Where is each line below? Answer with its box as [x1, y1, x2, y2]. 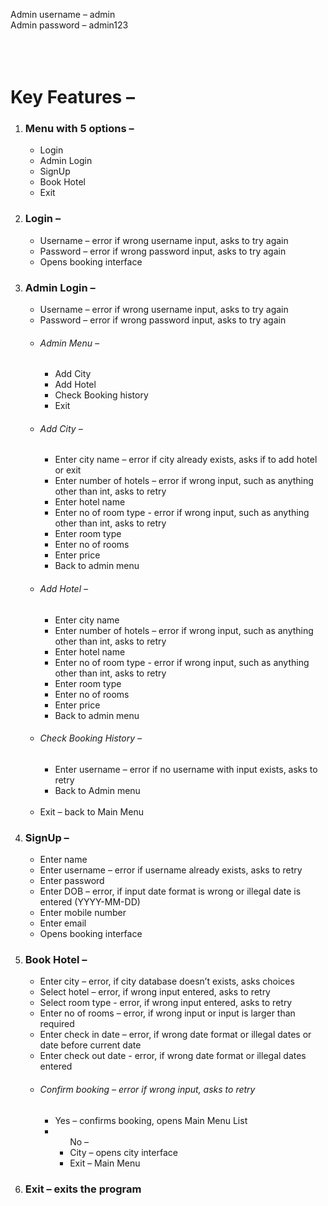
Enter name [39, 854, 88, 866]
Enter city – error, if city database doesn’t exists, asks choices [39, 975, 295, 988]
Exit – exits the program [24, 1182, 142, 1196]
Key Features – [10, 86, 135, 109]
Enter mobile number [39, 907, 127, 919]
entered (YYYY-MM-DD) [39, 896, 141, 908]
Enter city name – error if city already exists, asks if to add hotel [54, 454, 318, 466]
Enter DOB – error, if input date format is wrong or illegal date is [39, 885, 302, 898]
